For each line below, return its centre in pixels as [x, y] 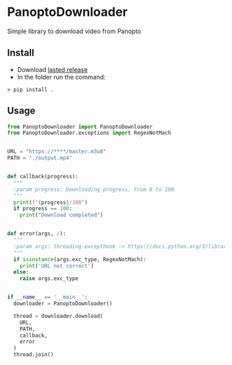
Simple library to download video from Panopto [74, 31]
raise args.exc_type [49, 279]
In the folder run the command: [61, 77]
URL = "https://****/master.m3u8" [57, 152]
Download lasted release [52, 69]
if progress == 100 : [43, 209]
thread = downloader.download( [58, 316]
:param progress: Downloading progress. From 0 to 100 [94, 189]
